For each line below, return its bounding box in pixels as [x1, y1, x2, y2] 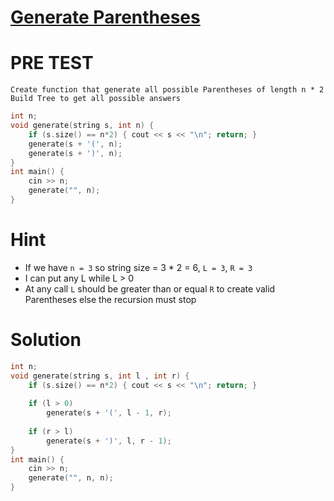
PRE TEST [10, 52, 94, 75]
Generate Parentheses [10, 6, 201, 29]
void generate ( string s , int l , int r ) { [10, 371, 190, 381]
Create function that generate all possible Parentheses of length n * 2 [10, 85, 325, 95]
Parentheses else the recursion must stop [24, 293, 197, 305]
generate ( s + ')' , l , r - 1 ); [46, 436, 172, 446]
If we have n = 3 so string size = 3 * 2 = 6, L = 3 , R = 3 [24, 261, 253, 273]
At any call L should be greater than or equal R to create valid [24, 282, 276, 295]
